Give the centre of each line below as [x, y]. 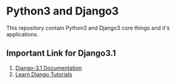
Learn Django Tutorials [44, 74]
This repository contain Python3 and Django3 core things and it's [88, 28]
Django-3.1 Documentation [48, 68]
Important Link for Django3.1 [61, 53]
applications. [22, 34]
